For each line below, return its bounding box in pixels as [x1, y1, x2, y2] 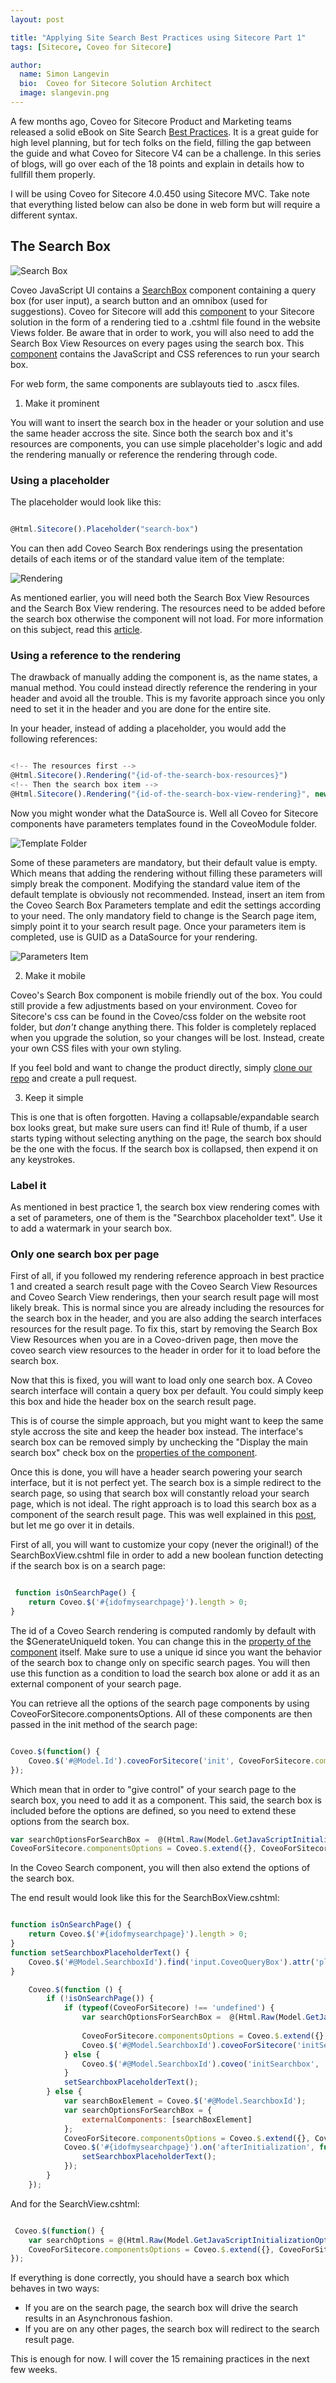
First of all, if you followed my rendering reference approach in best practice [10, 1270, 325, 1282]
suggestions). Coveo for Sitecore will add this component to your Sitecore [10, 305, 315, 317]
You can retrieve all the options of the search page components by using [10, 1697, 310, 1709]
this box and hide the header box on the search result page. [10, 1396, 257, 1408]
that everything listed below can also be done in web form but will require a [10, 198, 321, 210]
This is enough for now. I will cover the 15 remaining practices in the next [10, 2353, 310, 2365]
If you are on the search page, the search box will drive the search [24, 2302, 298, 2314]
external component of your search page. [10, 1677, 182, 1690]
